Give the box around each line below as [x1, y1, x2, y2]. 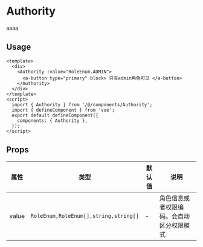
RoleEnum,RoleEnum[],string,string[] [30, 212, 140, 219]
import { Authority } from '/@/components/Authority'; [11, 101, 153, 107]
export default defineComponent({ [11, 112, 98, 118]
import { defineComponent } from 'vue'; [11, 107, 115, 113]
